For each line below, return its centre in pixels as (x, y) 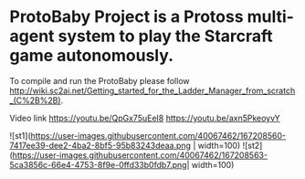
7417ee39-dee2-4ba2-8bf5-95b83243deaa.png (100, 145)
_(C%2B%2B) (35, 100)
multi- (271, 17)
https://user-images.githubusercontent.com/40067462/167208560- (158, 135)
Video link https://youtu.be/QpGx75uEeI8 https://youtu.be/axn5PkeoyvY (145, 118)
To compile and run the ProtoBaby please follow (100, 80)
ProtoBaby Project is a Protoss (126, 17)
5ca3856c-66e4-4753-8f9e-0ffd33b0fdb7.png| (100, 164)
